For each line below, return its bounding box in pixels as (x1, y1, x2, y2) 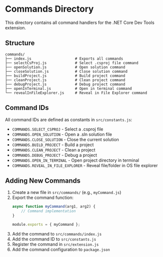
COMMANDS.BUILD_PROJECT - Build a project (12, 142, 94, 148)
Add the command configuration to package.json (12, 246, 110, 252)
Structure (5, 39, 35, 47)
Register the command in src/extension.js (12, 241, 99, 247)
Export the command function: (12, 194, 74, 201)
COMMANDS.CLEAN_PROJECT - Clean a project (12, 147, 96, 152)
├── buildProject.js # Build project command (5, 73, 125, 78)
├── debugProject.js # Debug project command (5, 82, 125, 86)
